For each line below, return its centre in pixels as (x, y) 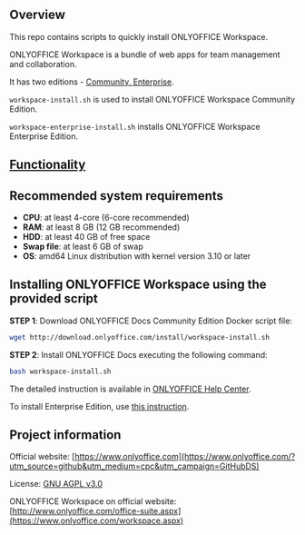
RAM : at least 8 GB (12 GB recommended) (101, 227)
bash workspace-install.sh (60, 372)
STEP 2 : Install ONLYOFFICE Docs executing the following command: (138, 354)
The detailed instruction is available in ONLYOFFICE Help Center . (130, 389)
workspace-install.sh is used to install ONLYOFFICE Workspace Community (152, 99)
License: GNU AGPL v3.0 (56, 484)
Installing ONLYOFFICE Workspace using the (138, 285)
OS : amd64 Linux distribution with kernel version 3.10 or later (137, 256)
